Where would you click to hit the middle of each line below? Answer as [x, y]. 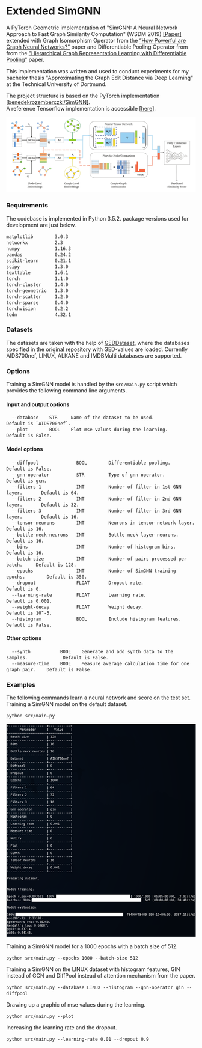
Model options [25, 449]
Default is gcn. [26, 481]
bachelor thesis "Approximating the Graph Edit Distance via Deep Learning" [100, 78]
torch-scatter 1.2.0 [37, 297]
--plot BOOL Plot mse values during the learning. [90, 430]
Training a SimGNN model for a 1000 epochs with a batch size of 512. [92, 946]
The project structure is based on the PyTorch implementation [83, 96]
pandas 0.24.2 [38, 254]
